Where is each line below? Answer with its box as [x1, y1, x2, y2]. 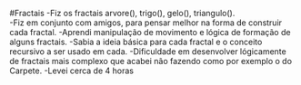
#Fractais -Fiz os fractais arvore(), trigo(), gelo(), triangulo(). [9, 8, 236, 18]
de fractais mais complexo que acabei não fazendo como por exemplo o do [9, 56, 293, 66]
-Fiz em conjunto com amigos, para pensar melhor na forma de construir [9, 17, 283, 28]
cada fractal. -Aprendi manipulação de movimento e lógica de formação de [9, 27, 291, 37]
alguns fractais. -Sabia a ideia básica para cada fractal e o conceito [9, 36, 263, 47]
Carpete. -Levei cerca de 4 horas [9, 65, 135, 76]
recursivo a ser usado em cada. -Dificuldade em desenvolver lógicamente [9, 46, 286, 57]
